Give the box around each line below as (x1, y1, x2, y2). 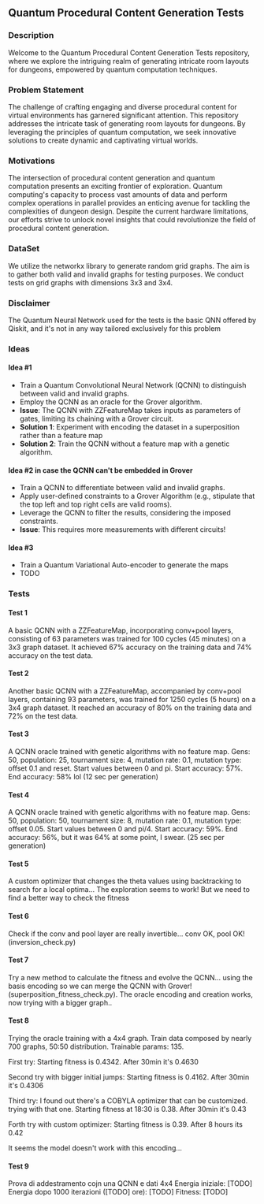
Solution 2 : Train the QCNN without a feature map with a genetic (19, 439, 230, 448)
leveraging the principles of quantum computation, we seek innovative (8, 127, 236, 136)
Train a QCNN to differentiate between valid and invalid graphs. (19, 483, 225, 492)
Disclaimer (8, 297, 50, 308)
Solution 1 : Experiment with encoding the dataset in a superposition (19, 422, 240, 432)
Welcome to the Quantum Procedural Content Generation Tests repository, (8, 47, 251, 58)
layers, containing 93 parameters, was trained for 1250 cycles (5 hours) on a (8, 694, 256, 704)
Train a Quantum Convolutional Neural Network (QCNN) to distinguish (19, 381, 247, 389)
